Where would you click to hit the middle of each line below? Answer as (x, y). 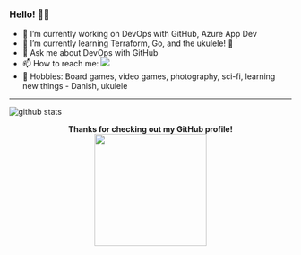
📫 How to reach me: (60, 64)
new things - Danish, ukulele (75, 86)
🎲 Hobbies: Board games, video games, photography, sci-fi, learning (149, 76)
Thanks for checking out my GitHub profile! (150, 129)
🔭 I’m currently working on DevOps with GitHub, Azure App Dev (140, 34)
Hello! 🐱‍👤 (30, 14)
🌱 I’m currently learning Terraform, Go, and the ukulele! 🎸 (128, 43)
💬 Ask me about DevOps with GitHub (90, 53)
